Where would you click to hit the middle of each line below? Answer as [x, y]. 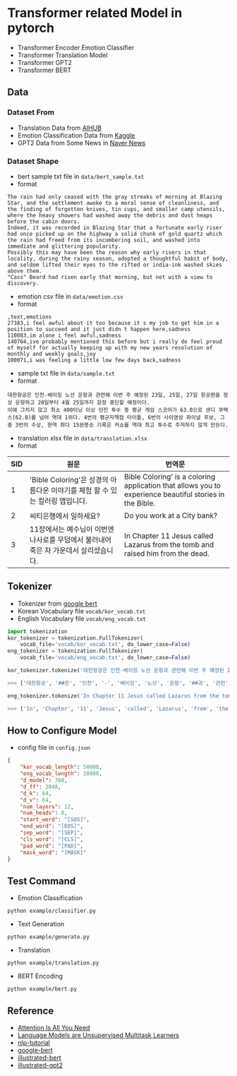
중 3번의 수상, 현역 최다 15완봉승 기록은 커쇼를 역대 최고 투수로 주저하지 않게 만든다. [118, 425]
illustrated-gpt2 [40, 1065]
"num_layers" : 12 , [47, 806]
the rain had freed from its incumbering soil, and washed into [104, 240]
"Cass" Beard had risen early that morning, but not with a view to [110, 277]
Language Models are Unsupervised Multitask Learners [98, 1035]
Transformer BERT [44, 70]
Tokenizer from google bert [57, 603]
